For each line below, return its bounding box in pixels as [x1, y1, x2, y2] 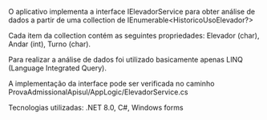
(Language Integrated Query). [8, 63, 107, 73]
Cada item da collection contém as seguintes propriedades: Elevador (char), [8, 31, 260, 40]
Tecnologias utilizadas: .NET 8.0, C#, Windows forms [8, 103, 184, 112]
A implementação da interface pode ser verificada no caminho [8, 79, 215, 88]
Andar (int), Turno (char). [8, 39, 91, 49]
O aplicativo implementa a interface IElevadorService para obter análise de [8, 7, 255, 16]
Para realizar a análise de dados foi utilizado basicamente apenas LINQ [8, 55, 243, 64]
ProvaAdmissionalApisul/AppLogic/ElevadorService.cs [8, 87, 188, 97]
